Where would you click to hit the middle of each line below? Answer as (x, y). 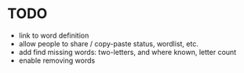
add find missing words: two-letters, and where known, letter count (127, 52)
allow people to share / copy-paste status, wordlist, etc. (109, 43)
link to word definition (54, 35)
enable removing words (57, 60)
